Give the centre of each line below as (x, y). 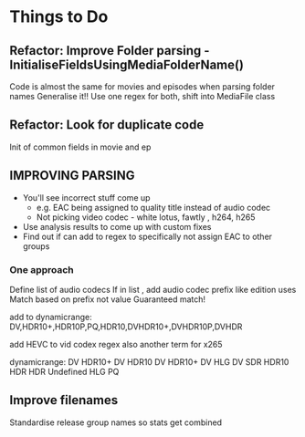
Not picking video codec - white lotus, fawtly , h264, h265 (146, 217)
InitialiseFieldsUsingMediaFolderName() (127, 64)
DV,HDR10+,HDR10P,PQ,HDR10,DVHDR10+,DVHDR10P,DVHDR (126, 327)
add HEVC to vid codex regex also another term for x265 (116, 344)
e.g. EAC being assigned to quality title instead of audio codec (153, 207)
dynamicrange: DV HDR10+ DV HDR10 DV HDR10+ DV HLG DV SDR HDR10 (149, 361)
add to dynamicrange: (51, 317)
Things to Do (59, 17)
